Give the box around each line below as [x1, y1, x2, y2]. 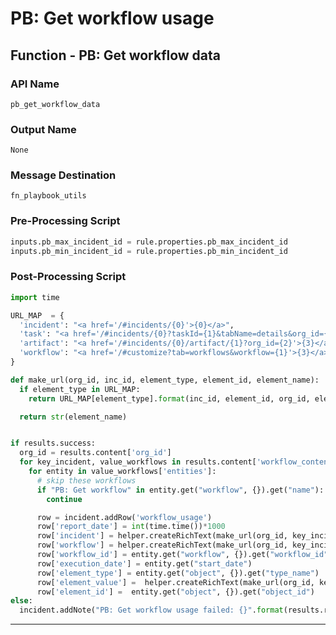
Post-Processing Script [10, 270, 127, 284]
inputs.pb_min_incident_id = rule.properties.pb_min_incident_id [10, 246, 288, 256]
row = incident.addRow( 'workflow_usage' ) [36, 512, 213, 522]
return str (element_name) [19, 412, 128, 422]
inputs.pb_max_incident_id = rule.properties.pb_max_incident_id [10, 237, 288, 247]
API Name [10, 77, 60, 91]
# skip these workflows [36, 475, 137, 486]
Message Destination [10, 168, 117, 182]
